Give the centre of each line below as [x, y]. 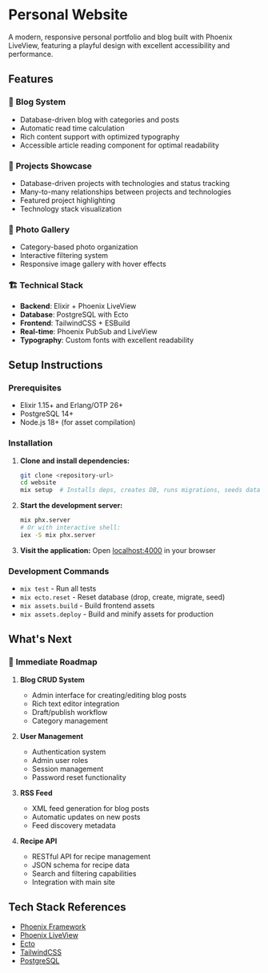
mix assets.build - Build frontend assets [87, 606]
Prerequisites [35, 388]
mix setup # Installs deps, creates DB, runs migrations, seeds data [140, 491]
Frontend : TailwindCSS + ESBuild [75, 323]
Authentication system [69, 752]
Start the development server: [71, 506]
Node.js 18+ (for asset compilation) [78, 422]
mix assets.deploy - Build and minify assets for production [116, 614]
